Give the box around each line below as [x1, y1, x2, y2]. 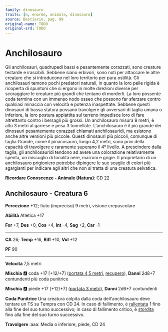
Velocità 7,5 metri [5, 260, 41, 266]
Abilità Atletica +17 [5, 212, 44, 218]
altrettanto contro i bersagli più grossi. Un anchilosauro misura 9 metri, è [5, 117, 154, 123]
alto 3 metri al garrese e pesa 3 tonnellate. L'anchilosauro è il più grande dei [5, 123, 161, 129]
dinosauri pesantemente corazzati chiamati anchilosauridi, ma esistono [5, 128, 151, 134]
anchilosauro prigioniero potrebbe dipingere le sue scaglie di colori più [5, 160, 151, 166]
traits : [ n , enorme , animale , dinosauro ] [5, 12, 93, 17]
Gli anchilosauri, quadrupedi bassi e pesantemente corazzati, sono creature [5, 64, 161, 70]
